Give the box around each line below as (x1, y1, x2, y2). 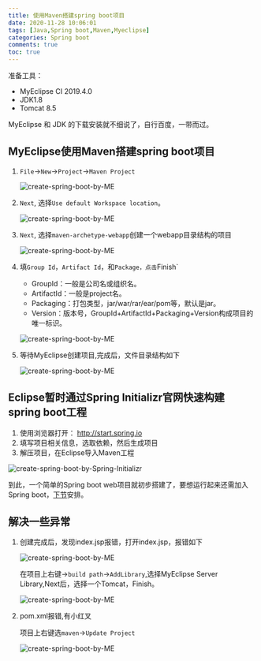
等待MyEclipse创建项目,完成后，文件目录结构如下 (19, 350, 180, 360)
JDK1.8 (19, 95, 43, 104)
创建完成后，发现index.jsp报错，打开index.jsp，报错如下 (19, 537, 203, 547)
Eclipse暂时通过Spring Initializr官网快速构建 (8, 391, 225, 405)
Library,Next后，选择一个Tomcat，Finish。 (19, 579, 159, 588)
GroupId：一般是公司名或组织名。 (31, 278, 141, 288)
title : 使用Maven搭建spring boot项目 (8, 11, 125, 20)
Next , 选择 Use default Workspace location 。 (19, 198, 166, 207)
